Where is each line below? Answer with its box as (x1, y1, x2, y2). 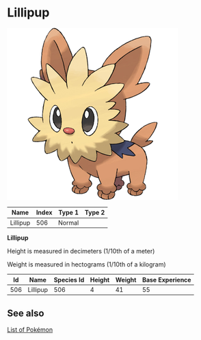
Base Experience (142, 275, 191, 284)
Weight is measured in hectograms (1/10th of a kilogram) (7, 260, 166, 269)
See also (7, 307, 44, 319)
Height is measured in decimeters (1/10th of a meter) (7, 247, 155, 256)
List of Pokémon (7, 326, 53, 334)
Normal (57, 218, 79, 227)
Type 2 (84, 208, 105, 217)
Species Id (53, 275, 85, 284)
